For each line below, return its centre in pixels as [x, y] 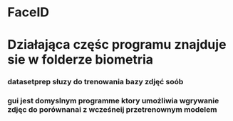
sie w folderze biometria [81, 60]
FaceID [29, 12]
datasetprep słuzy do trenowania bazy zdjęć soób [95, 82]
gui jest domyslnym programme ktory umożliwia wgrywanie [113, 101]
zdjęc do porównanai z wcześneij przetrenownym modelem [112, 110]
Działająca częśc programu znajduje [117, 45]
